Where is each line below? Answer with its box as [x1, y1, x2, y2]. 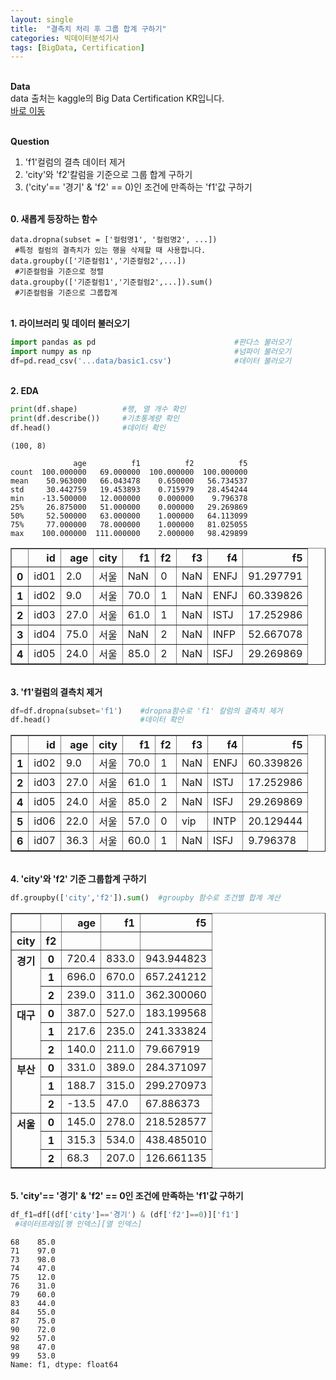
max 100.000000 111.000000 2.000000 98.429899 [10, 528, 248, 538]
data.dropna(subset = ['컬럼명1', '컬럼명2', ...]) [10, 235, 218, 245]
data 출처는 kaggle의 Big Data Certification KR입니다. [10, 92, 225, 105]
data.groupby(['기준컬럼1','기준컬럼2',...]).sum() [10, 277, 213, 288]
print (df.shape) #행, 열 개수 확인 [10, 404, 187, 414]
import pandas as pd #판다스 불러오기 [10, 337, 292, 348]
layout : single [10, 14, 74, 25]
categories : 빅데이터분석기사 [10, 33, 120, 43]
